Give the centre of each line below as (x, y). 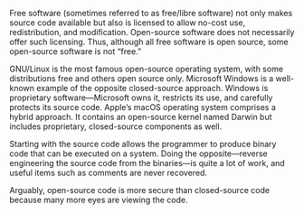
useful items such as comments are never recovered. (109, 172)
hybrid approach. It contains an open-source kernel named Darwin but (141, 117)
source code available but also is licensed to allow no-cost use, (128, 23)
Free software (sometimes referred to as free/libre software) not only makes (151, 13)
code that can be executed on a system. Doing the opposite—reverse (139, 154)
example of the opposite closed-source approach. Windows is (152, 88)
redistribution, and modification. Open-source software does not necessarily (152, 32)
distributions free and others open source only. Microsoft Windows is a (142, 79)
